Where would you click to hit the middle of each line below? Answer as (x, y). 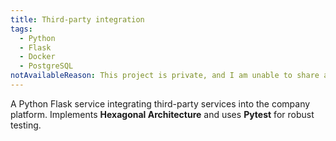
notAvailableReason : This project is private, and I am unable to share (165, 76)
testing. (26, 125)
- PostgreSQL (46, 66)
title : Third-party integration (77, 19)
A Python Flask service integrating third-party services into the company (160, 103)
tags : (21, 29)
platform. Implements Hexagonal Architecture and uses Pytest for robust (162, 114)
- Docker (37, 57)
